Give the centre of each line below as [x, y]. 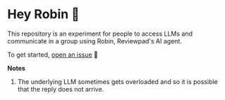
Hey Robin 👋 [43, 14]
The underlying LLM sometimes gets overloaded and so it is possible [118, 81]
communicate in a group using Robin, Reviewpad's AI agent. [95, 41]
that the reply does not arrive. [61, 89]
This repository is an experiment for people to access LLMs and [100, 34]
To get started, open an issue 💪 [53, 55]
